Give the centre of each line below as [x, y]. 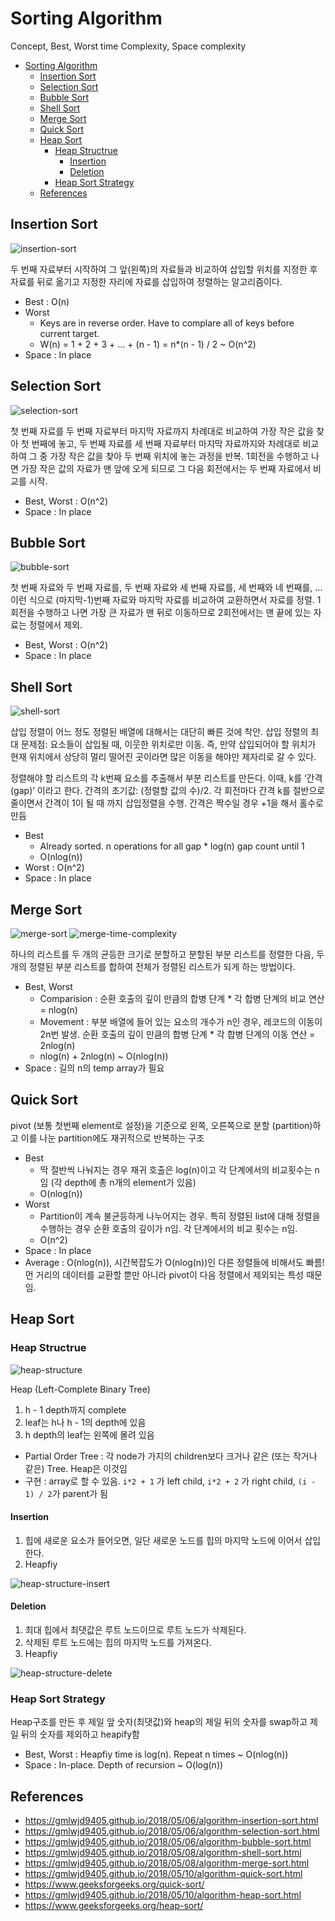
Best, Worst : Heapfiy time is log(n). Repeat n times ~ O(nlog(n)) [156, 1754]
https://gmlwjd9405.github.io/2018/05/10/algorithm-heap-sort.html [163, 1895]
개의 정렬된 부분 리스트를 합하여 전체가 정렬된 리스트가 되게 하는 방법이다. [153, 966]
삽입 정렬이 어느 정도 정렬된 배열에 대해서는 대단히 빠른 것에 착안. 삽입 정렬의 [159, 732]
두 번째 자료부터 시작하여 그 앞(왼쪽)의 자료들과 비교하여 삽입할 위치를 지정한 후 [164, 269]
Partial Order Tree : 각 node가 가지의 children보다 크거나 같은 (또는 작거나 [171, 1456]
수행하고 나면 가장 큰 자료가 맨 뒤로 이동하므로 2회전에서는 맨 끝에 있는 [174, 613]
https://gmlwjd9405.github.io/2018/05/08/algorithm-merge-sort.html [167, 1863]
